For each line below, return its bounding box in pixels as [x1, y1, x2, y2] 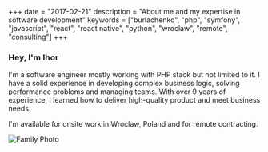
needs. [8, 103, 31, 114]
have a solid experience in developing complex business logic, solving [8, 79, 240, 88]
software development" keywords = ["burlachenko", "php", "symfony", [8, 15, 241, 25]
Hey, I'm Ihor [8, 52, 59, 63]
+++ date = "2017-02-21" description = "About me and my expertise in [8, 7, 241, 16]
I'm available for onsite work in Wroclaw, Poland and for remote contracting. [8, 119, 258, 129]
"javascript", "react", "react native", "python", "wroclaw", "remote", [8, 24, 228, 33]
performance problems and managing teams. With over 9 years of [8, 87, 226, 96]
